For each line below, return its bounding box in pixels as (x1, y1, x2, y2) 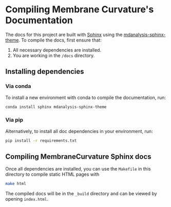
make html (5, 181, 27, 186)
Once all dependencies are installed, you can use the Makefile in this (5, 166, 151, 172)
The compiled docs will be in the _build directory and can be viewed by (5, 191, 158, 197)
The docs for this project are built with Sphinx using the (5, 31, 123, 37)
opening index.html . (5, 196, 49, 202)
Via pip (5, 117, 24, 124)
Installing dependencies (5, 67, 84, 76)
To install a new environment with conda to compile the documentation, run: (5, 94, 166, 101)
